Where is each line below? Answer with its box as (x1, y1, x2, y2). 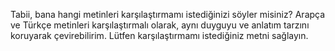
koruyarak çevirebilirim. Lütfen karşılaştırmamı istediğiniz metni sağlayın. (10, 30, 309, 41)
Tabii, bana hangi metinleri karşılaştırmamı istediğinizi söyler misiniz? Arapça (10, 9, 326, 20)
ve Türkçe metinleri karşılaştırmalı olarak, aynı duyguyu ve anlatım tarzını (10, 19, 310, 31)
